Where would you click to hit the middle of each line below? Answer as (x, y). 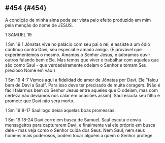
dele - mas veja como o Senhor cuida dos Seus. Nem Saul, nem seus (75, 130)
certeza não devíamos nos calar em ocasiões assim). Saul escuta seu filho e (82, 95)
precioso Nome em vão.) (30, 70)
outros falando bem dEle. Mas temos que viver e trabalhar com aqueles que (82, 60)
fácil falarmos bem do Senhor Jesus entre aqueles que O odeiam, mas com (82, 90)
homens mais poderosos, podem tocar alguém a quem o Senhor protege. (80, 135)
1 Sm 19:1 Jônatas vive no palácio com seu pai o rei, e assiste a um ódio (78, 44)
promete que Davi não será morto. (40, 101)
